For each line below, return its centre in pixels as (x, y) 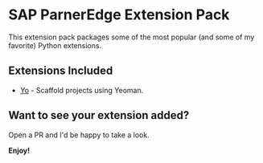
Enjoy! (19, 150)
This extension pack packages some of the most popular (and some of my (131, 37)
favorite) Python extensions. (55, 45)
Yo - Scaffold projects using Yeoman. (82, 90)
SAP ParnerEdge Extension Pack (119, 15)
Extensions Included (61, 71)
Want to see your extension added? (99, 115)
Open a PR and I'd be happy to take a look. (79, 135)
